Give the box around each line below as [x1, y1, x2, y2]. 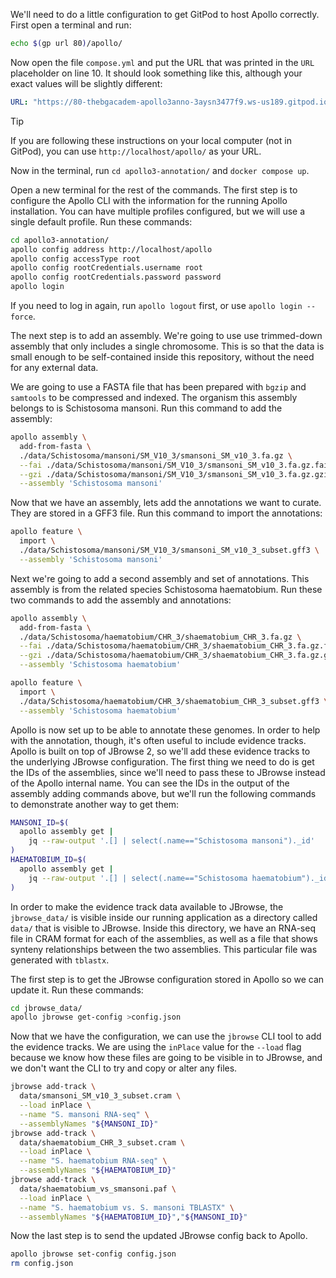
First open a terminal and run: [10, 19, 132, 31]
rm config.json [10, 1259, 74, 1269]
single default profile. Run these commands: [10, 215, 193, 228]
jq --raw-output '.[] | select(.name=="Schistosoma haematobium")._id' [28, 873, 333, 883]
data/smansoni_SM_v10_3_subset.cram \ [19, 1091, 182, 1101]
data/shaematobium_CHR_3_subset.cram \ [19, 1137, 186, 1148]
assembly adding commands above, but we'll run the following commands [10, 787, 317, 799]
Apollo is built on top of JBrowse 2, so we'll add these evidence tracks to [10, 745, 311, 757]
